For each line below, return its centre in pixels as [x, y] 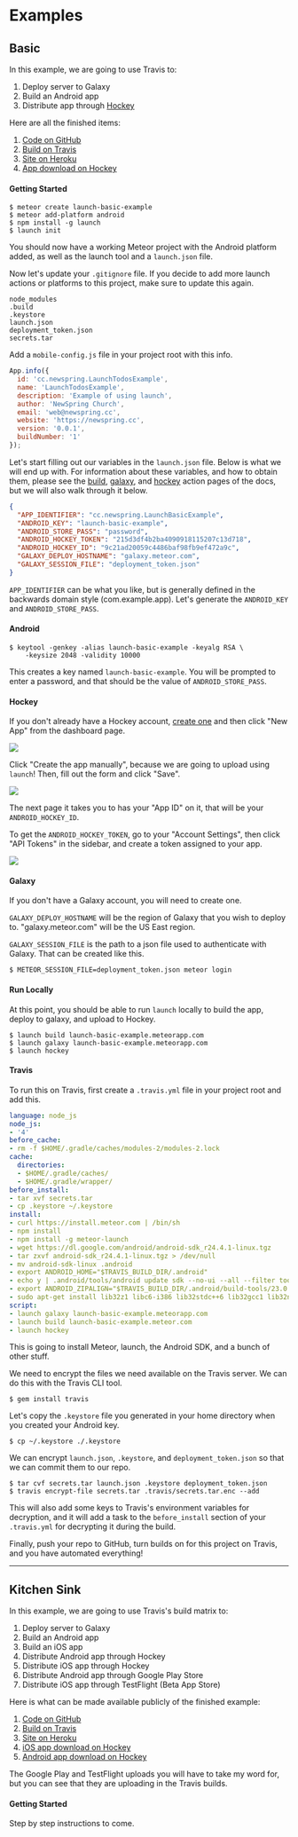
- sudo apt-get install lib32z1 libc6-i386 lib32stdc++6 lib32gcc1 [137, 1297]
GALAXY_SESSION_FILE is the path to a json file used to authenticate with [138, 944]
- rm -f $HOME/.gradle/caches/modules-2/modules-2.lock [114, 1149]
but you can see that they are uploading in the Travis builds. [118, 1784]
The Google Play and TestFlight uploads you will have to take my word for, [144, 1774]
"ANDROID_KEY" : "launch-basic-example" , [93, 523]
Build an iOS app [52, 1647]
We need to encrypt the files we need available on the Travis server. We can [148, 1374]
